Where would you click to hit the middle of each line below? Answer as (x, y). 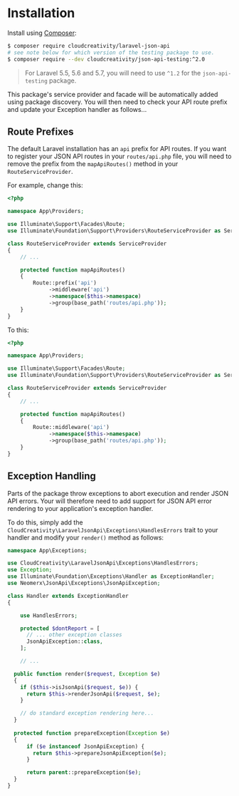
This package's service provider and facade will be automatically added (113, 94)
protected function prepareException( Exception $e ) (92, 733)
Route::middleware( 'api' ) (71, 428)
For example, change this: (45, 185)
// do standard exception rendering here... (87, 713)
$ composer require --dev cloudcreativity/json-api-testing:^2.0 (106, 59)
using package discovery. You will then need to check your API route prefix (117, 102)
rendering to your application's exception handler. (80, 508)
